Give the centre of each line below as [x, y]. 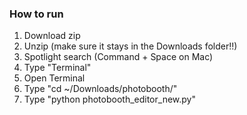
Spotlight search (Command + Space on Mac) [118, 57]
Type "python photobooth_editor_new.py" [109, 99]
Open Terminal [54, 78]
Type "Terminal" [57, 68]
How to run [36, 14]
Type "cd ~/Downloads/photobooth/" [100, 89]
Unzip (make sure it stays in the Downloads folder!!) [130, 46]
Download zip [52, 36]
